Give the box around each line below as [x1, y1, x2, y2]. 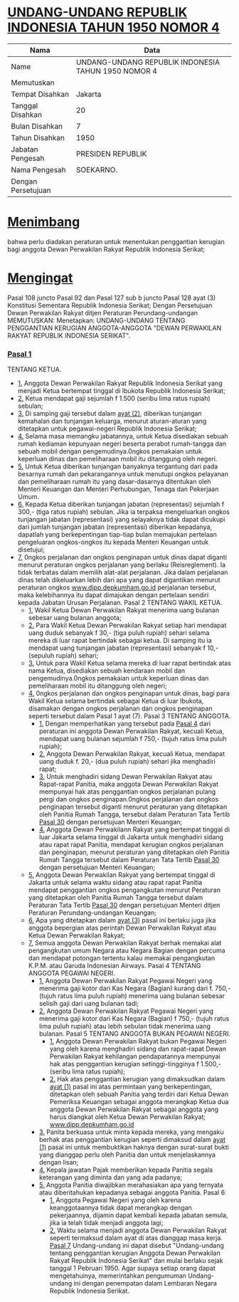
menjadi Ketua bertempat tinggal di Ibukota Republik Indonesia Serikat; [17, 387, 225, 395]
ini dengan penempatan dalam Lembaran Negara [73, 1279, 217, 1288]
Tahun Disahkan [11, 132, 65, 142]
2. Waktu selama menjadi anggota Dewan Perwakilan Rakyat [49, 1226, 227, 1235]
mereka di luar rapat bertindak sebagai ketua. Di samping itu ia [28, 636, 212, 645]
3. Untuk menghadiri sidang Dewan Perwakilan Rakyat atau [38, 772, 213, 781]
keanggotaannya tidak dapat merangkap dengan [49, 1204, 192, 1212]
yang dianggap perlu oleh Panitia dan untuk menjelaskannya [38, 1150, 216, 1159]
